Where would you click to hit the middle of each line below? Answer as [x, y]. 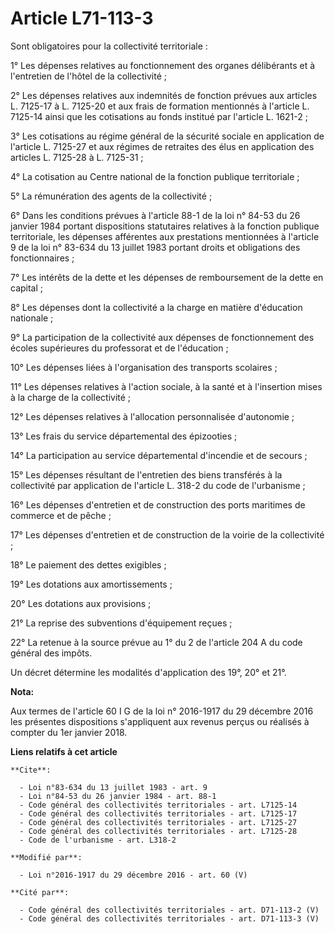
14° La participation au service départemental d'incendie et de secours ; [159, 455]
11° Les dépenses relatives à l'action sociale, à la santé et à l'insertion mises [166, 386]
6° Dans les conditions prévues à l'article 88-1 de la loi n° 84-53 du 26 [155, 215]
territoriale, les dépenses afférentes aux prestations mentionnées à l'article [165, 236]
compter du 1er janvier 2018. [69, 732]
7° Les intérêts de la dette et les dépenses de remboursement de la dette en [167, 277]
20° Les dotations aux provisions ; [81, 603]
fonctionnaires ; [42, 258]
